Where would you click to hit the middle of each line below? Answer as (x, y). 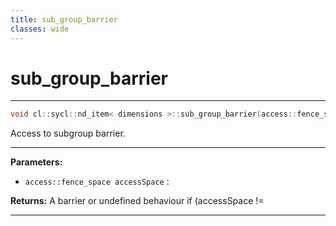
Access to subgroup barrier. (68, 133)
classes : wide (40, 29)
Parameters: (36, 162)
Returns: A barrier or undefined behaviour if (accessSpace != (137, 201)
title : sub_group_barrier (64, 19)
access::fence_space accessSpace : (97, 182)
